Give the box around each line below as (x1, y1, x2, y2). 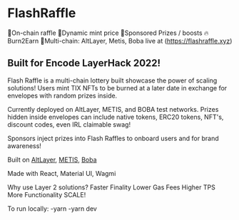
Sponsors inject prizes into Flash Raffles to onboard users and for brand (7, 134, 219, 142)
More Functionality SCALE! (7, 190, 86, 199)
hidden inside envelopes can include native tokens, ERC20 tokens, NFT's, (7, 112, 224, 121)
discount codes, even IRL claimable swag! (7, 120, 131, 129)
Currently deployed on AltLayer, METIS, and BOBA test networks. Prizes (7, 105, 219, 113)
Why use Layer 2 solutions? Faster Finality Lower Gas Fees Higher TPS (7, 183, 215, 192)
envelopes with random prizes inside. (7, 91, 118, 100)
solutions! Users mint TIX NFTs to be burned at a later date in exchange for (7, 83, 228, 92)
